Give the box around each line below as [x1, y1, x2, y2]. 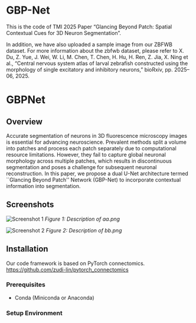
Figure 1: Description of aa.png [44, 215, 120, 222]
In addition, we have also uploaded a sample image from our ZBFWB [6, 41, 173, 48]
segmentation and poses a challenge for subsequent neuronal [6, 163, 157, 170]
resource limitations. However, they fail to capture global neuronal [6, 151, 166, 158]
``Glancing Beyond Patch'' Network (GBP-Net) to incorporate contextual [6, 176, 181, 183]
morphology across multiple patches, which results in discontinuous [6, 157, 172, 164]
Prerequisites [6, 280, 45, 289]
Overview [6, 117, 43, 127]
